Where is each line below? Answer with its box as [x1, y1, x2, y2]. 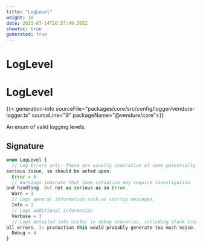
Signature [6, 140, 44, 151]
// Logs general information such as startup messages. [11, 196, 155, 203]
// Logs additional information [11, 207, 94, 214]
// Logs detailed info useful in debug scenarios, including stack [11, 219, 185, 225]
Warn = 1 [11, 191, 34, 197]
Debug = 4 [11, 230, 36, 236]
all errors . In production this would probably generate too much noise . [6, 225, 196, 231]
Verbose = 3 [11, 213, 42, 219]
